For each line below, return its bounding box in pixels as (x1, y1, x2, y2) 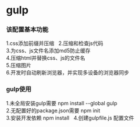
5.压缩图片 (6, 62, 31, 69)
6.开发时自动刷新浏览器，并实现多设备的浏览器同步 (6, 69, 129, 76)
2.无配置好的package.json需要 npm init (6, 107, 101, 114)
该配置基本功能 (6, 26, 49, 34)
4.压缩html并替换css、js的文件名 (6, 54, 85, 61)
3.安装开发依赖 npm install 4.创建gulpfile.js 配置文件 (6, 114, 134, 121)
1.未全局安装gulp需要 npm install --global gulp (6, 99, 118, 107)
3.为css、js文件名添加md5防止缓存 (6, 47, 91, 54)
